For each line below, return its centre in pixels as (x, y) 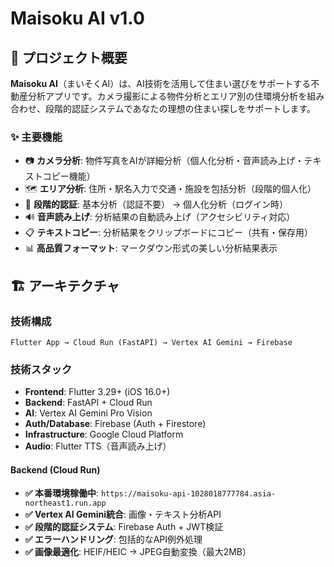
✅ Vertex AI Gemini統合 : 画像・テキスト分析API (123, 514)
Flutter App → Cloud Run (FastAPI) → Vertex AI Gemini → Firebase (151, 342)
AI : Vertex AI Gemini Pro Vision (88, 413)
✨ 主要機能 (36, 137)
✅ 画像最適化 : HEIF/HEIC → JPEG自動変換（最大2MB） (138, 552)
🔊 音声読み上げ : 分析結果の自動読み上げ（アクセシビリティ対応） (160, 217)
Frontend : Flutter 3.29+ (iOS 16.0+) (97, 392)
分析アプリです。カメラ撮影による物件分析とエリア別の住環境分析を (167, 96)
